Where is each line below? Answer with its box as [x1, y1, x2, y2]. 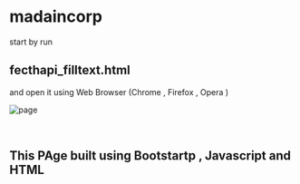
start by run [9, 36, 53, 47]
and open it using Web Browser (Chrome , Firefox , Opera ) [9, 86, 229, 97]
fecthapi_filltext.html [9, 63, 131, 78]
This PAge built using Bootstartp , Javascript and [9, 148, 292, 164]
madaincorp [9, 6, 102, 27]
